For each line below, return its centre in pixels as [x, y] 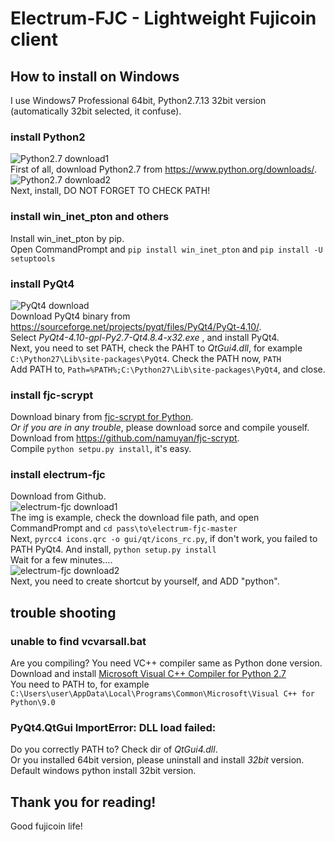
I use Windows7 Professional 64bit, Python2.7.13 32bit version [138, 100]
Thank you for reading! [83, 802]
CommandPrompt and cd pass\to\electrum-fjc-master [124, 528]
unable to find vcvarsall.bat [78, 641]
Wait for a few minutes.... [61, 560]
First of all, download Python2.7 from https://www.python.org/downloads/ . [163, 169]
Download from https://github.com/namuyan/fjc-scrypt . [125, 438]
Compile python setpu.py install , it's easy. [101, 449]
